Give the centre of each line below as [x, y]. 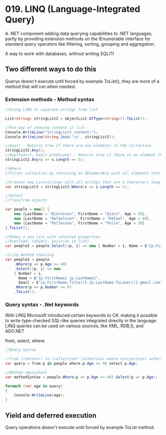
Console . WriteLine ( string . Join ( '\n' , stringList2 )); [61, 137]
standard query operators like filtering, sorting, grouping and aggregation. [80, 44]
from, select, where [25, 341]
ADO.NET [15, 331]
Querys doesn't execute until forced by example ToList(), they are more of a [82, 81]
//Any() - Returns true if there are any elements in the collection [78, 146]
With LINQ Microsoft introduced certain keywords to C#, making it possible [81, 315]
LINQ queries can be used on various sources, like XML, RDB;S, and [74, 326]
